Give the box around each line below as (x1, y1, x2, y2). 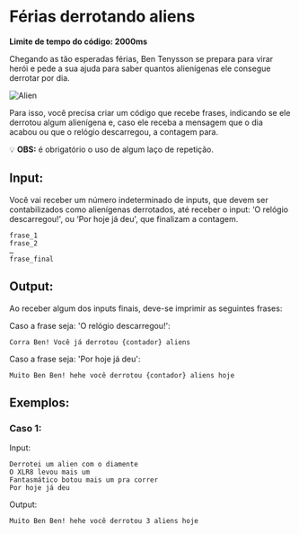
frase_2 (9, 238, 39, 248)
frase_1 (9, 231, 39, 240)
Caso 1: (9, 422, 42, 434)
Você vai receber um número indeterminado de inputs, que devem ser (9, 194, 268, 205)
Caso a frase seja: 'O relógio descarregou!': (9, 320, 171, 331)
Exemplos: (9, 395, 70, 410)
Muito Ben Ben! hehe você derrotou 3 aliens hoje (9, 517, 199, 526)
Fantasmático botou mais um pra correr (9, 476, 159, 485)
